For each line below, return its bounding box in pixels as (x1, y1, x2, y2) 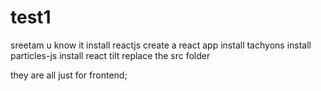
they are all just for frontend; (10, 69, 128, 81)
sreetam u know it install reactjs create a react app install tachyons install (10, 39, 312, 51)
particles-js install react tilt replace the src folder (10, 49, 211, 61)
